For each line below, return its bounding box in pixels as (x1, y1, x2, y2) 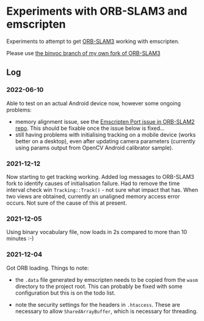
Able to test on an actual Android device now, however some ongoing (6, 99, 181, 107)
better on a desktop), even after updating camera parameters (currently (15, 137, 195, 145)
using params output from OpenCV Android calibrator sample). (15, 144, 173, 151)
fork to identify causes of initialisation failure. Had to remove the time (6, 179, 180, 187)
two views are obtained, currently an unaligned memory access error (6, 192, 180, 200)
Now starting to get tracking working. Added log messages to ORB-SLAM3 (6, 173, 194, 180)
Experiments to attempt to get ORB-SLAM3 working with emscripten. (6, 37, 180, 45)
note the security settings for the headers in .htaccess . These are (15, 301, 180, 308)
